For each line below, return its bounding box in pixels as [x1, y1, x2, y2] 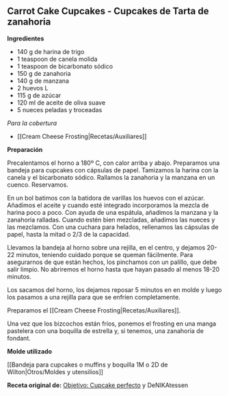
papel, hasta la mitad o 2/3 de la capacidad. [7, 230, 131, 238]
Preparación [7, 145, 43, 153]
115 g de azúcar [16, 91, 62, 99]
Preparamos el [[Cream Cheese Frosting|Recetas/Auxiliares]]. [7, 306, 181, 314]
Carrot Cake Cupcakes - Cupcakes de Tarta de [7, 5, 209, 17]
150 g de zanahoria [16, 69, 71, 77]
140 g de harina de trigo [16, 47, 85, 55]
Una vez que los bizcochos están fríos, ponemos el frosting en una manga [7, 319, 217, 328]
